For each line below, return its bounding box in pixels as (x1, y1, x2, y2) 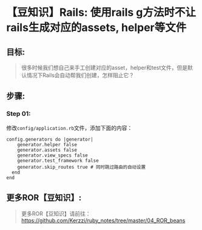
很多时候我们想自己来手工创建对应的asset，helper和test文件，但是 (21, 64, 188, 71)
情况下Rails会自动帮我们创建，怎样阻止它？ (26, 72, 135, 79)
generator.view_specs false (17, 152, 88, 158)
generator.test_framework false (17, 157, 99, 164)
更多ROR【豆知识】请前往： (21, 210, 91, 217)
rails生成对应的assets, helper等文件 (6, 21, 187, 35)
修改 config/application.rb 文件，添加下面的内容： (6, 124, 133, 131)
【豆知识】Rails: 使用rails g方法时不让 (6, 5, 196, 19)
